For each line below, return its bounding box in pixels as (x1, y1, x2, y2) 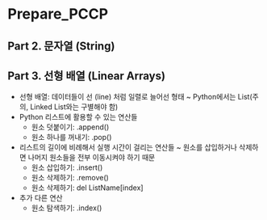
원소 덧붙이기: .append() (31, 122, 110, 132)
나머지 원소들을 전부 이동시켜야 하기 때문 (27, 153, 156, 163)
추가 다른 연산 (19, 193, 63, 203)
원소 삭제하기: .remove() (31, 173, 110, 183)
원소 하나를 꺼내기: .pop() (31, 133, 112, 142)
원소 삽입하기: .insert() (31, 163, 103, 172)
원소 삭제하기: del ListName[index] (31, 183, 144, 192)
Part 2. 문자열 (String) (7, 39, 115, 53)
